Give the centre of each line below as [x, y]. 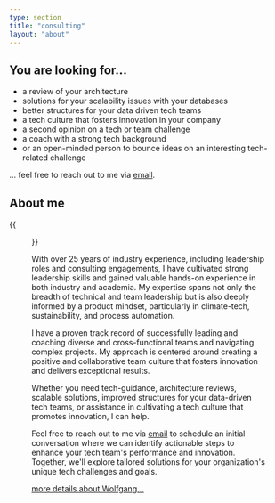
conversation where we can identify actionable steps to [133, 443]
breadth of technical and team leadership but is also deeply [141, 296]
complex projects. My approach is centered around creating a [145, 352]
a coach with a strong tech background [94, 139]
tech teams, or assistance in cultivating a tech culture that [137, 407]
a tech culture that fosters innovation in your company [121, 120]
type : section [36, 17]
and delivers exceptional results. [91, 371]
